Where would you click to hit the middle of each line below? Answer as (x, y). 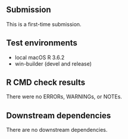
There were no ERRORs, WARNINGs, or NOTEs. (64, 97)
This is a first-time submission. (44, 24)
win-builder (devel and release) (53, 64)
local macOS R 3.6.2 (40, 57)
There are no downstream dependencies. (57, 130)
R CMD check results (46, 83)
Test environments (42, 43)
